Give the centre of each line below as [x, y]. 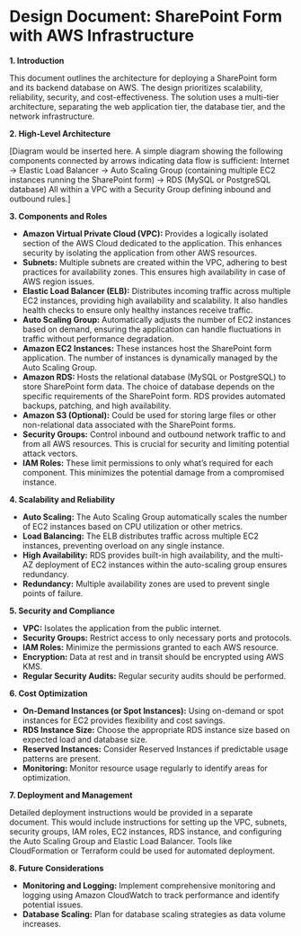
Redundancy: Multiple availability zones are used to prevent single [146, 584]
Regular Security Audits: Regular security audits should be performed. [154, 675]
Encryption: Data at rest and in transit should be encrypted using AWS [153, 656]
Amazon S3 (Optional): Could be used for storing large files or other [149, 415]
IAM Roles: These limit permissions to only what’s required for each [148, 463]
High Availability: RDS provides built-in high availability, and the [141, 555]
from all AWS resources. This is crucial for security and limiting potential [156, 443]
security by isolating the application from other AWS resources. [140, 253]
